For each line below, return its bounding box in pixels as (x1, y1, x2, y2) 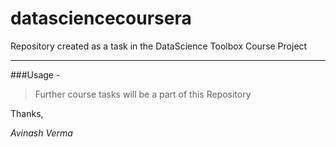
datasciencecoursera (10, 7, 192, 30)
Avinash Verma (10, 127, 73, 139)
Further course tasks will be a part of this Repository (34, 88, 252, 100)
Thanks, (10, 107, 44, 119)
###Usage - (10, 68, 61, 81)
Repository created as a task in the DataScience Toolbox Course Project (10, 40, 308, 52)
